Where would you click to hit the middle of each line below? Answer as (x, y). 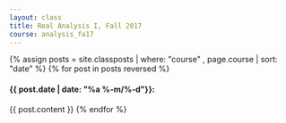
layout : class (36, 17)
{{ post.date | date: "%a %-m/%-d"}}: (82, 89)
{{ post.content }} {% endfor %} (68, 109)
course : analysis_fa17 (52, 34)
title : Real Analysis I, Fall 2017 (76, 26)
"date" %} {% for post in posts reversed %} (90, 69)
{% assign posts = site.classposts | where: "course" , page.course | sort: (143, 60)
